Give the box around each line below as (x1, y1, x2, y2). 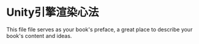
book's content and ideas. (6, 32, 72, 39)
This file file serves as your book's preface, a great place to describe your (6, 25, 193, 33)
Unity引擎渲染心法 (6, 5, 99, 19)
